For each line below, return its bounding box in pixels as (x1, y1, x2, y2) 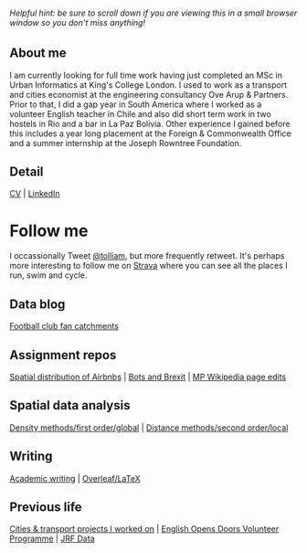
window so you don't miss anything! (9, 16, 146, 27)
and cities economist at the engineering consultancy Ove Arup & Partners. (9, 89, 289, 100)
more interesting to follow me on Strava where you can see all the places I (9, 261, 288, 271)
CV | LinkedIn (9, 188, 61, 199)
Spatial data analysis (9, 398, 131, 413)
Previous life (9, 499, 82, 516)
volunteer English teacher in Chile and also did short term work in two (9, 108, 271, 119)
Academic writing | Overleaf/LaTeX (9, 473, 142, 484)
